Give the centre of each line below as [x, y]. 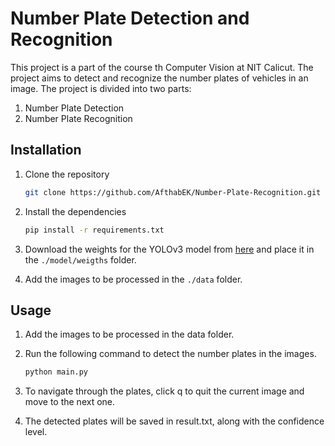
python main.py [56, 372]
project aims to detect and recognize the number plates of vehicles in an [159, 78]
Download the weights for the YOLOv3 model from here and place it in [169, 249]
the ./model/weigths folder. [80, 259]
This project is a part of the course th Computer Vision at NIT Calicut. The [162, 67]
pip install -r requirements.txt [94, 230]
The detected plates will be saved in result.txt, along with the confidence [174, 421]
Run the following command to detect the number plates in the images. [170, 354]
